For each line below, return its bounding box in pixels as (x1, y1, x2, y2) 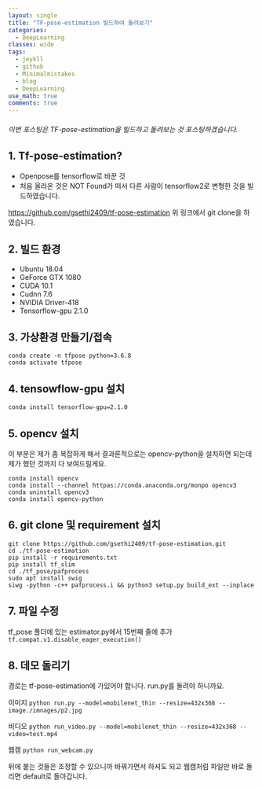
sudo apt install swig (8, 574, 82, 582)
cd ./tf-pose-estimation (8, 547, 89, 554)
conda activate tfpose (8, 359, 82, 366)
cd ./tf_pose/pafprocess (8, 567, 89, 575)
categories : (8, 26, 47, 34)
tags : (8, 48, 26, 56)
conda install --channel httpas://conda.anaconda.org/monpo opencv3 (8, 481, 237, 489)
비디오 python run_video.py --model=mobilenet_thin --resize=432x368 (8, 721, 237, 731)
